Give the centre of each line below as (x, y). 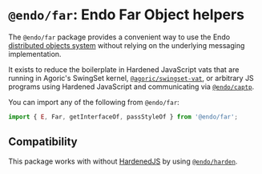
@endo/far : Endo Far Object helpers (127, 15)
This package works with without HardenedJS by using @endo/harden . (123, 161)
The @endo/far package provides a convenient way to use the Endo (119, 37)
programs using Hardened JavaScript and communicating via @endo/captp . (131, 87)
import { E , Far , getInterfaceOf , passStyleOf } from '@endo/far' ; (123, 117)
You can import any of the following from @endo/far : (94, 102)
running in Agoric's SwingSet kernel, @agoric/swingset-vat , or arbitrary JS (131, 78)
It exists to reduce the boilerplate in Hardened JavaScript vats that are (124, 69)
